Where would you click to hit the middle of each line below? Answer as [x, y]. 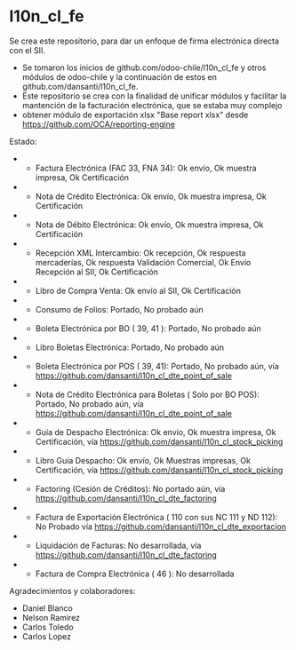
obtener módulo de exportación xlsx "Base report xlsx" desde [135, 115]
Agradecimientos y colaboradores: [72, 591]
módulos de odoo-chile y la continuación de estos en [120, 76]
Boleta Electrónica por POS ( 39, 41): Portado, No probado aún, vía [157, 366]
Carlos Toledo [48, 627]
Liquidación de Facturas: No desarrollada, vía [118, 545]
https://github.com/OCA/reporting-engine [99, 124]
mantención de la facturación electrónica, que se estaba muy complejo [152, 105]
